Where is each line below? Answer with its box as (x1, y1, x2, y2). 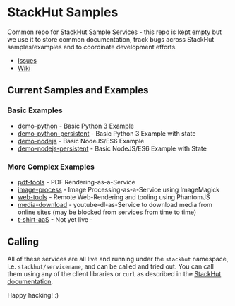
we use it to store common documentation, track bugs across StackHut (7, 35, 215, 43)
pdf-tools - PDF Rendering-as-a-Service (17, 177, 135, 186)
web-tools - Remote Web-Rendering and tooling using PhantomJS (17, 192, 210, 201)
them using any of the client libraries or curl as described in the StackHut (7, 269, 222, 278)
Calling (7, 236, 40, 248)
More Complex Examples (7, 162, 95, 172)
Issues (17, 56, 37, 64)
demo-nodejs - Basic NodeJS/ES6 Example (17, 136, 145, 145)
